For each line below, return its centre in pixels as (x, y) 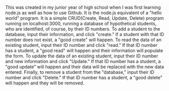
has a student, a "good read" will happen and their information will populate (84, 51)
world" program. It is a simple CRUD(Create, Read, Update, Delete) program (84, 18)
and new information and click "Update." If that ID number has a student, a (83, 61)
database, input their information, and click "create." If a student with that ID (85, 34)
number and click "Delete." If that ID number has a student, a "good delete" (84, 78)
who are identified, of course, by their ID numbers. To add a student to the (83, 29)
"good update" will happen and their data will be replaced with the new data (84, 67)
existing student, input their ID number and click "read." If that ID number (81, 45)
